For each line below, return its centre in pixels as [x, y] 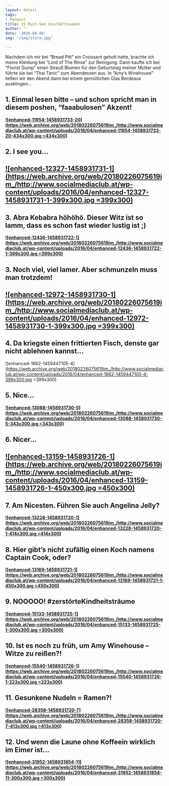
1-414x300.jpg [21, 534]
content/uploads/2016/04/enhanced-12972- [77, 318]
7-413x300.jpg [21, 726]
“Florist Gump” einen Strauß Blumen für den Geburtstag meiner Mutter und [83, 67]
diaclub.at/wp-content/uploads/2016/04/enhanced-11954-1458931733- [83, 130]
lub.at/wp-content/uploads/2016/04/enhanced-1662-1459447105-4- [77, 374]
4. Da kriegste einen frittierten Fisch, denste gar [82, 343]
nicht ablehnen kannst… [45, 351]
